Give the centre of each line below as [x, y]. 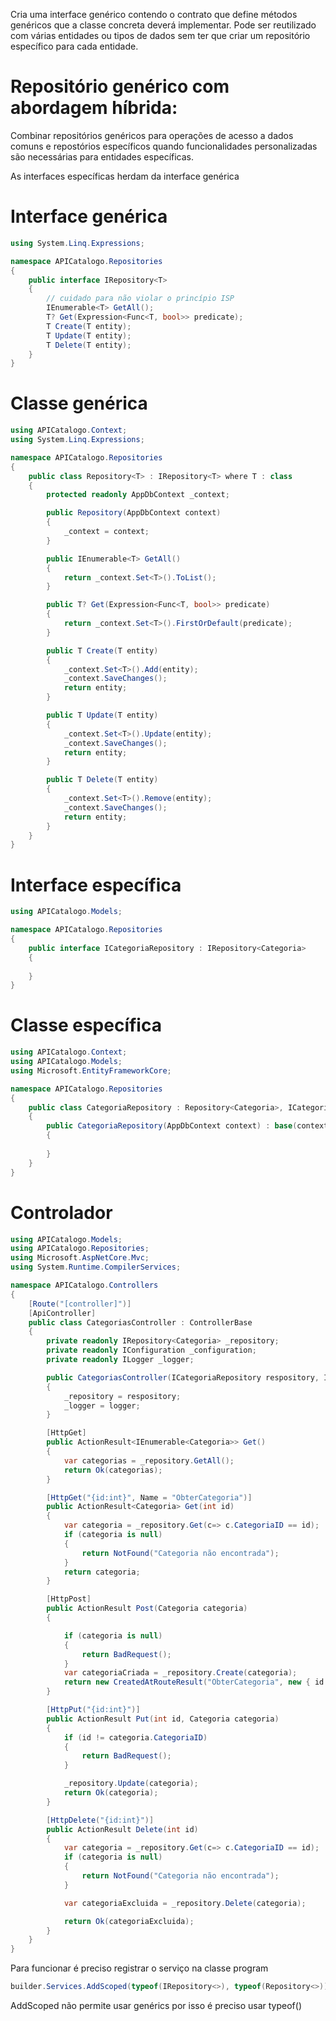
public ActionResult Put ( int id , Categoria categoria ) [163, 1719]
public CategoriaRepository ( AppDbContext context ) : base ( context [187, 1126]
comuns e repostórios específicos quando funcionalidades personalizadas [164, 146]
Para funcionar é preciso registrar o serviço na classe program [139, 1968]
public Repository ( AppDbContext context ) [134, 513]
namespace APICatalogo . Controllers [84, 1285]
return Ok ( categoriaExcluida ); [129, 1921]
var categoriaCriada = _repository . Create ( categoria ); [180, 1673]
